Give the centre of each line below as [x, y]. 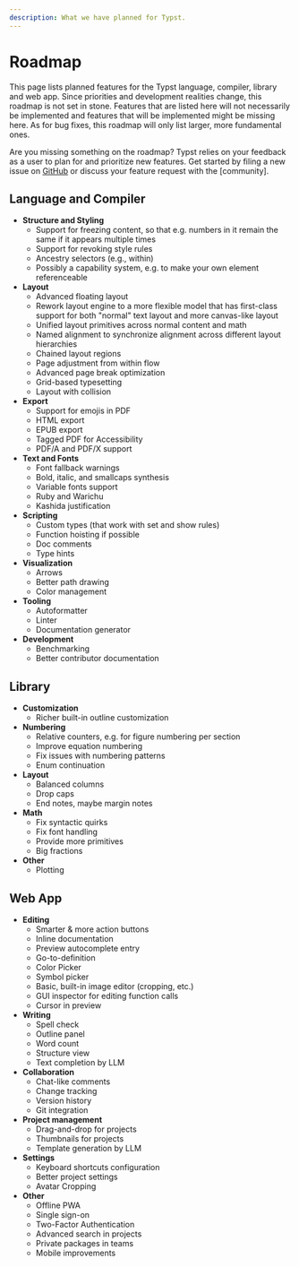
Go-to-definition [65, 958]
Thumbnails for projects [80, 1138]
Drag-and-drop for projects [86, 1129]
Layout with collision [73, 392]
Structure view [63, 1053]
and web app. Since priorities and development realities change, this [136, 96]
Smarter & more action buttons [92, 929]
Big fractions [59, 851]
